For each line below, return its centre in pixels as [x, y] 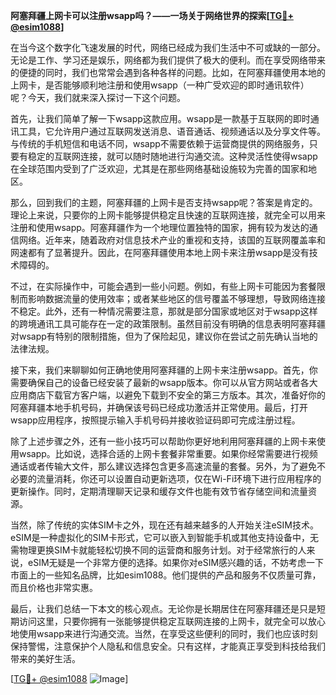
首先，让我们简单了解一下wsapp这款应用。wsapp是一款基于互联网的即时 [160, 118]
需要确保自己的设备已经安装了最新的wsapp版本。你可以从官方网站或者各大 [164, 382]
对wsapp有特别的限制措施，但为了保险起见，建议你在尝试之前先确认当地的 [164, 336]
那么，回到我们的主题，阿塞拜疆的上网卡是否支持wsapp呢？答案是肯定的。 [164, 202]
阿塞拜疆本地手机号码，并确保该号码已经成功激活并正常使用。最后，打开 [159, 407]
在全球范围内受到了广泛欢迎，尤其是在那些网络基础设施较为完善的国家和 [159, 168]
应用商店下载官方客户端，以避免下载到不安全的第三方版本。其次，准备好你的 [168, 395]
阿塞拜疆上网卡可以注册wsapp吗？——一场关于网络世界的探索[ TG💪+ [152, 15]
